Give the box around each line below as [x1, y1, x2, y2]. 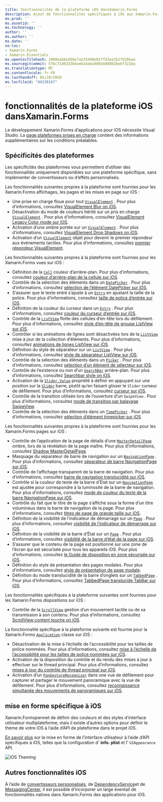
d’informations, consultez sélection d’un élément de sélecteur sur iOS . [12, 362, 153, 368]
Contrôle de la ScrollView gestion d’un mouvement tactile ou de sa [12, 607, 146, 613]
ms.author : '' [5, 35, 34, 39]
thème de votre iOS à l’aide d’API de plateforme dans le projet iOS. [5, 725, 137, 731]
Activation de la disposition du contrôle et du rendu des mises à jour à [12, 656, 152, 662]
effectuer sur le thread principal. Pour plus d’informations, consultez [12, 662, 149, 668]
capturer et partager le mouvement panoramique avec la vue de [12, 677, 140, 683]
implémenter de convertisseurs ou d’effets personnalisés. [5, 175, 120, 181]
